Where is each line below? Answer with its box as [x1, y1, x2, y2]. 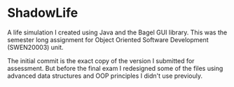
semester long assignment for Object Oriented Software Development [7, 35, 209, 43]
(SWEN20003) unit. [7, 43, 64, 51]
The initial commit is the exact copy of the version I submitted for [7, 56, 195, 65]
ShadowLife [7, 5, 78, 21]
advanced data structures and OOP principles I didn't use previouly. [7, 72, 203, 80]
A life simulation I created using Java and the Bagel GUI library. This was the [7, 28, 228, 36]
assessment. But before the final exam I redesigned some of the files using [7, 64, 223, 72]
